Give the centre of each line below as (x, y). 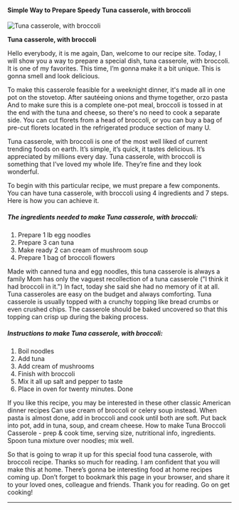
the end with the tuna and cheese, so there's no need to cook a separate (114, 113)
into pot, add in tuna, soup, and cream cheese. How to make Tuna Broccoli (117, 426)
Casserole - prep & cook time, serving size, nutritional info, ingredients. (112, 433)
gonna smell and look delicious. (54, 76)
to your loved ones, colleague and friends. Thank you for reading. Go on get (118, 485)
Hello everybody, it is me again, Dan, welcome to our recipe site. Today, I (114, 53)
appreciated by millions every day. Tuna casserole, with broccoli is (105, 157)
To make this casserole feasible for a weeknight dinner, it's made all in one (116, 90)
